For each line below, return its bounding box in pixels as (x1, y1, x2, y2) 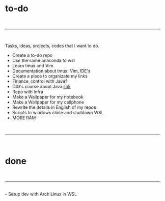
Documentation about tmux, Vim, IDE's (12, 68, 91, 74)
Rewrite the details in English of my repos (12, 104, 96, 110)
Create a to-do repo (12, 52, 53, 58)
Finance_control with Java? (12, 78, 68, 84)
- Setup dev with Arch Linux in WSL (5, 191, 77, 197)
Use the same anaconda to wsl (12, 57, 75, 63)
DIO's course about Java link (12, 83, 71, 89)
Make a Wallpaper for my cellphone (12, 99, 84, 105)
